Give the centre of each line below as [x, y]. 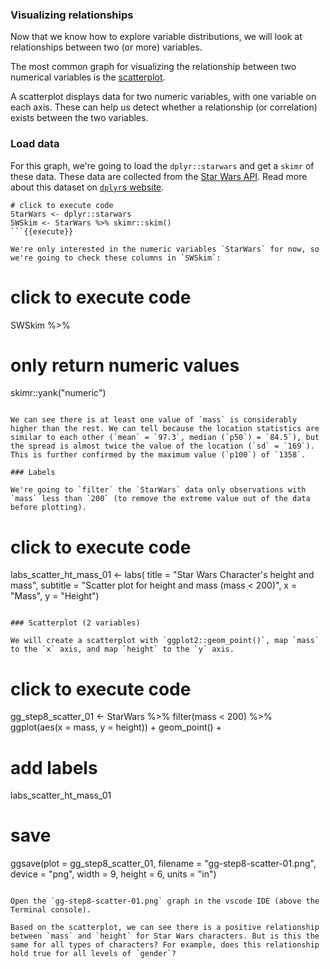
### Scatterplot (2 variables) [75, 623]
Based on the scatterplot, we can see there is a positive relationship [165, 928]
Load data [35, 144]
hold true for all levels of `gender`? [93, 954]
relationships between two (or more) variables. [106, 47]
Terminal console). [51, 910]
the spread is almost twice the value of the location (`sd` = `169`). [162, 446]
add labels [54, 767]
